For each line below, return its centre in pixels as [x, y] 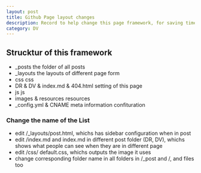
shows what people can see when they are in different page [89, 146]
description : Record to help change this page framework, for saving [95, 23]
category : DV [22, 28]
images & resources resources [52, 98]
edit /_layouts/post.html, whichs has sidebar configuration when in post [103, 133]
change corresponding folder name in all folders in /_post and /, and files [104, 159]
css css [24, 80]
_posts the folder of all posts [50, 67]
